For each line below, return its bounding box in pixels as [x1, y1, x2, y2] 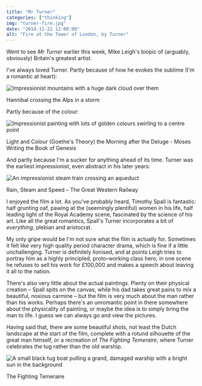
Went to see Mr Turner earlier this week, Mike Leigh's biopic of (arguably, [6, 48, 190, 55]
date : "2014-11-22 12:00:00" [6, 25, 80, 32]
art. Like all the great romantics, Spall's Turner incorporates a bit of [6, 217, 174, 225]
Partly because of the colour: [6, 108, 79, 115]
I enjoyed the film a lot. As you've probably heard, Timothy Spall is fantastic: [6, 198, 197, 205]
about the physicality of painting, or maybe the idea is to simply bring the [6, 305, 189, 313]
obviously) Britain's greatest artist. [6, 55, 92, 62]
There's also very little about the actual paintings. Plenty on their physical [6, 280, 190, 287]
